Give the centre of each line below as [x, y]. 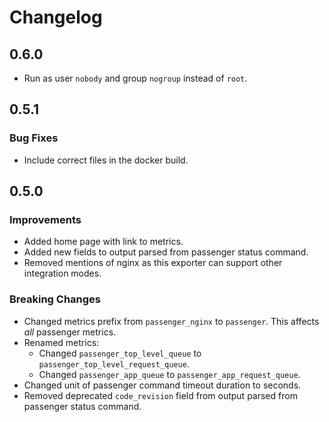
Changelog [56, 17]
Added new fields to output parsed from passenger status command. [166, 252]
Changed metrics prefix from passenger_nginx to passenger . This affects [171, 321]
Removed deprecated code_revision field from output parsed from [160, 395]
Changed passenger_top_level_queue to [120, 353]
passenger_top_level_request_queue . [114, 363]
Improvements [45, 219]
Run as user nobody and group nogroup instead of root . [135, 78]
